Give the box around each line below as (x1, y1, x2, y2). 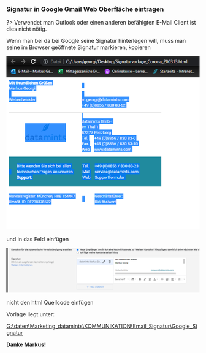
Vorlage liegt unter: (6, 311, 55, 318)
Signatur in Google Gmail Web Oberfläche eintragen (6, 5, 164, 13)
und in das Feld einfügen (6, 235, 69, 243)
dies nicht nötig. (6, 25, 47, 32)
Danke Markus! (6, 341, 46, 348)
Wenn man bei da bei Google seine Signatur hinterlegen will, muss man (6, 37, 186, 45)
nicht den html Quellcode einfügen (6, 299, 94, 306)
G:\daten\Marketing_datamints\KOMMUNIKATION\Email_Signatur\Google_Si (6, 322, 197, 330)
